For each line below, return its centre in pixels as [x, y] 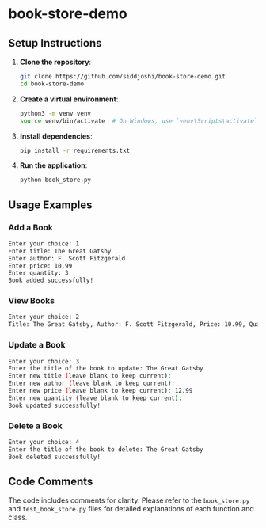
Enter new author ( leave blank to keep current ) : [92, 384]
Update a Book [37, 345]
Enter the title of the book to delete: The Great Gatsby [106, 449]
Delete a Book [35, 426]
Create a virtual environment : [69, 99]
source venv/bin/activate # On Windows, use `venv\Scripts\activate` [139, 121]
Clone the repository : [55, 62]
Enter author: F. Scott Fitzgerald [67, 258]
